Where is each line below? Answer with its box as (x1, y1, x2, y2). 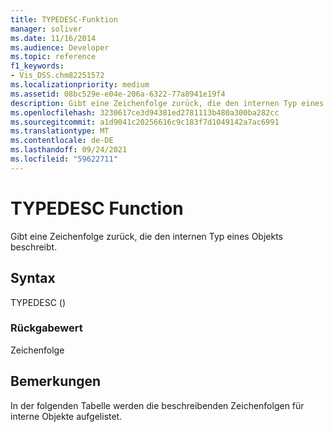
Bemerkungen (10, 373, 102, 390)
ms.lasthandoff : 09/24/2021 (10, 145, 128, 155)
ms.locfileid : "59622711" (10, 154, 118, 164)
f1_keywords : (10, 61, 65, 71)
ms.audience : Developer (10, 42, 110, 53)
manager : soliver (10, 24, 83, 34)
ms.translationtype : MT (10, 126, 110, 136)
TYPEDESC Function (10, 197, 184, 220)
